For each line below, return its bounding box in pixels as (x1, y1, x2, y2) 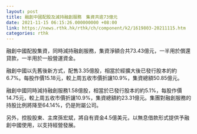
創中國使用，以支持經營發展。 (6, 122, 78, 129)
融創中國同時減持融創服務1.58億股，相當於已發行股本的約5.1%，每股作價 (6, 87, 182, 94)
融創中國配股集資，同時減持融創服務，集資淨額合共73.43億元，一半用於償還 (6, 48, 191, 55)
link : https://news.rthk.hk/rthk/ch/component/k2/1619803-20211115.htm (6, 25, 186, 31)
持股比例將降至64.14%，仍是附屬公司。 (6, 102, 102, 109)
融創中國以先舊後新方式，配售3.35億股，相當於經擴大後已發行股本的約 (6, 67, 177, 74)
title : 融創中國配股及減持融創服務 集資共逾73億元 (6, 14, 118, 20)
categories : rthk (6, 31, 49, 36)
